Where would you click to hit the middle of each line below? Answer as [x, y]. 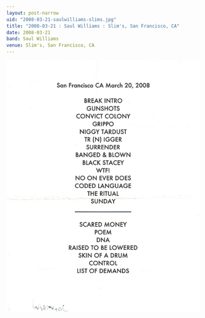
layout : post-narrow [33, 13]
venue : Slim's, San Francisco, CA [51, 45]
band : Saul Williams [33, 39]
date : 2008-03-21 [29, 33]
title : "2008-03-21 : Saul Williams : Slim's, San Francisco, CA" [93, 26]
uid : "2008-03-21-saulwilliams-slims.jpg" [61, 19]
